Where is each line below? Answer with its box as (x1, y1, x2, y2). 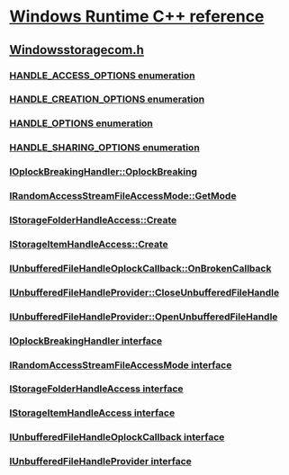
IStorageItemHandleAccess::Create (9, 237, 168, 250)
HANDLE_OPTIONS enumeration (9, 117, 153, 130)
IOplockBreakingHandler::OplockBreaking (9, 166, 198, 178)
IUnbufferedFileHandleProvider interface (9, 455, 192, 468)
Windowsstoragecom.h (9, 42, 144, 58)
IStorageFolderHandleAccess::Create (9, 214, 177, 227)
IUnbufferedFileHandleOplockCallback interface (9, 431, 225, 444)
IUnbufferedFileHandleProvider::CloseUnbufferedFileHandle (9, 286, 280, 299)
